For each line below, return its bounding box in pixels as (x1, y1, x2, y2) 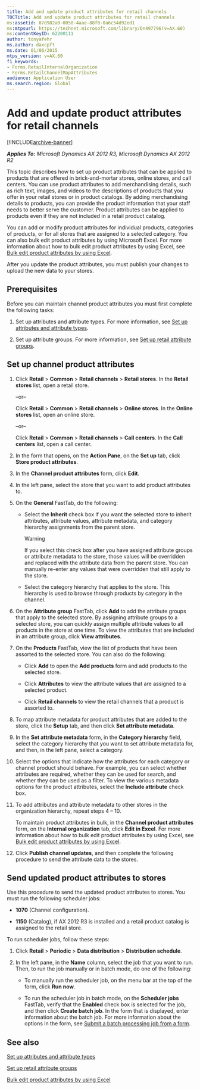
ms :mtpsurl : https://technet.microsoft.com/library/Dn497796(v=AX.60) (7, 25, 186, 32)
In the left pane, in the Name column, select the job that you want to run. (15, 959, 193, 966)
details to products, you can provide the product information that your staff (7, 199, 190, 207)
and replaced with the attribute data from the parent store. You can (24, 559, 189, 566)
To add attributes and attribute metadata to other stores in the (15, 801, 167, 808)
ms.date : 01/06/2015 (7, 48, 58, 54)
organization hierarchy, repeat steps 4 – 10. (15, 807, 121, 815)
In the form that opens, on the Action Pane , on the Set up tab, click (15, 452, 180, 459)
